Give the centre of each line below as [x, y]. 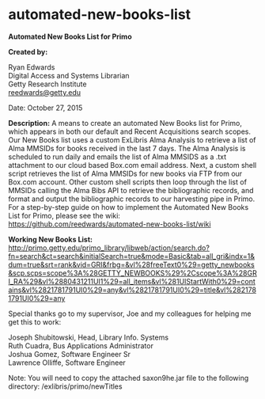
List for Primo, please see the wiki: [64, 215]
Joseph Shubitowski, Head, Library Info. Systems [88, 337]
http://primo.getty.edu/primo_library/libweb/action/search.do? [109, 248]
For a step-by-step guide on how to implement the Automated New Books [129, 207]
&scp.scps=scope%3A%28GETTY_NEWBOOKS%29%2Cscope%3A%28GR [132, 273]
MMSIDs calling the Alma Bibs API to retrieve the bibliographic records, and [131, 190]
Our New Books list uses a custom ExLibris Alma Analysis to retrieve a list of [132, 139]
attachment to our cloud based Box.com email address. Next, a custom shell [132, 165]
